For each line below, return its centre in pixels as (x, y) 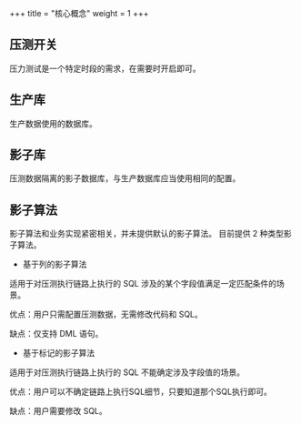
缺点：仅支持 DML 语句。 (56, 334)
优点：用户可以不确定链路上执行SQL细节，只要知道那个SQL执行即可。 (141, 392)
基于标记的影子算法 (59, 353)
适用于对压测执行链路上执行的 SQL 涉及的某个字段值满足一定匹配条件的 (143, 284)
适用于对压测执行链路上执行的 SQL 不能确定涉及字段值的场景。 (127, 372)
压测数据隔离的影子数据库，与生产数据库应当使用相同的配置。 (125, 178)
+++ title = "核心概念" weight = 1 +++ (79, 13)
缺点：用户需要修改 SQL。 (58, 411)
